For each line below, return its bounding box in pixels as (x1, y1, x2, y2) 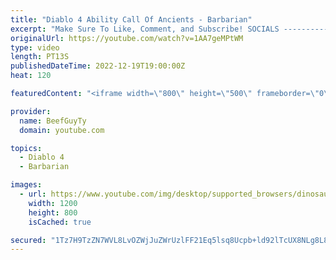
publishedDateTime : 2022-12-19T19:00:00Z (10, 61, 186, 71)
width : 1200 (28, 198, 78, 208)
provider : (10, 106, 52, 116)
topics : (10, 143, 43, 153)
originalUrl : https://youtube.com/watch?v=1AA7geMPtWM (10, 33, 244, 43)
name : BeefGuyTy (19, 116, 87, 126)
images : (10, 180, 43, 190)
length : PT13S (10, 52, 70, 62)
